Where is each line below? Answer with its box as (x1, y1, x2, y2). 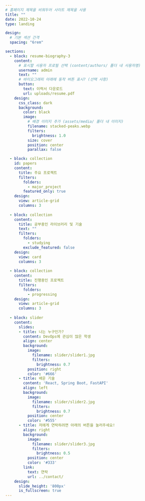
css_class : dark (18, 100, 52, 106)
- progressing (27, 292, 57, 297)
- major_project (27, 184, 61, 189)
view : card (18, 255, 41, 260)
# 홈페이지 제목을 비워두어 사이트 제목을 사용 (5, 7, 86, 13)
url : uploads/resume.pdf (23, 91, 75, 96)
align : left (23, 385, 48, 390)
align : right (23, 428, 50, 433)
